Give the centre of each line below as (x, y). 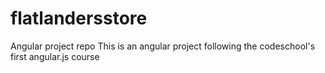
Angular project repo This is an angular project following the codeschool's (163, 46)
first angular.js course (55, 56)
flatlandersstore (79, 18)
